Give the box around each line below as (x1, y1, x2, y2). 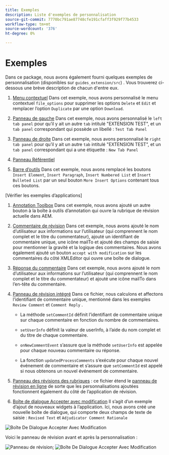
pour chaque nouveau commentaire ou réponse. (20, 347, 121, 353)
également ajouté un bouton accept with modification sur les (12, 250, 142, 256)
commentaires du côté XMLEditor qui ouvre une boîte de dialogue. (12, 255, 151, 261)
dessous (5, 85, 23, 91)
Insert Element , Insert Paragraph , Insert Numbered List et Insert (12, 171, 151, 178)
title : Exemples (5, 7, 39, 13)
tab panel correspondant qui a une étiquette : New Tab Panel (12, 147, 139, 153)
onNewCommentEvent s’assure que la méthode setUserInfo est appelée (20, 342, 162, 348)
